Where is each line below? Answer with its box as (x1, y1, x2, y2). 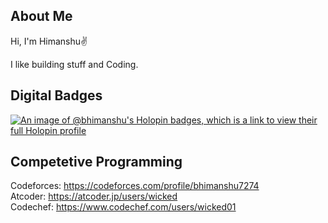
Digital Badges (10, 87, 103, 104)
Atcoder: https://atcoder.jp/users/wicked (10, 190, 178, 203)
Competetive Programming (10, 154, 183, 171)
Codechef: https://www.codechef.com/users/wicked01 (10, 201, 237, 213)
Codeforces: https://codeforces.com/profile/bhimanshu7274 (10, 180, 260, 192)
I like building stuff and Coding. (10, 58, 139, 70)
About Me (10, 8, 73, 25)
